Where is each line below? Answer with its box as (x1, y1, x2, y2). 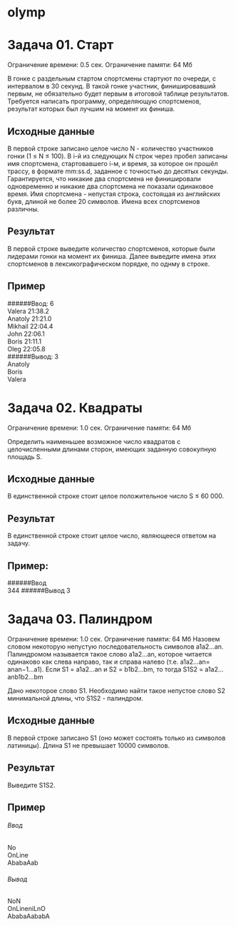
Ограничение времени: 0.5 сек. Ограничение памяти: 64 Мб (7, 61, 193, 69)
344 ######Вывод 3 (7, 586, 71, 595)
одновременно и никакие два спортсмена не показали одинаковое (7, 182, 214, 190)
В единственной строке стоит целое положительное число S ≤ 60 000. (7, 492, 225, 500)
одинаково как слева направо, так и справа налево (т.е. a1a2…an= (7, 657, 210, 666)
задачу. (7, 539, 31, 547)
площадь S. (7, 452, 43, 461)
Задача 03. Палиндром (7, 611, 153, 627)
